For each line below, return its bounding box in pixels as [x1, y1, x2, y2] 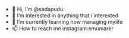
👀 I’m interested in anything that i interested [11, 12, 119, 19]
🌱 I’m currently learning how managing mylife [11, 18, 123, 25]
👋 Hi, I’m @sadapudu [11, 6, 64, 12]
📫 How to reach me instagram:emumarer [11, 25, 114, 32]
